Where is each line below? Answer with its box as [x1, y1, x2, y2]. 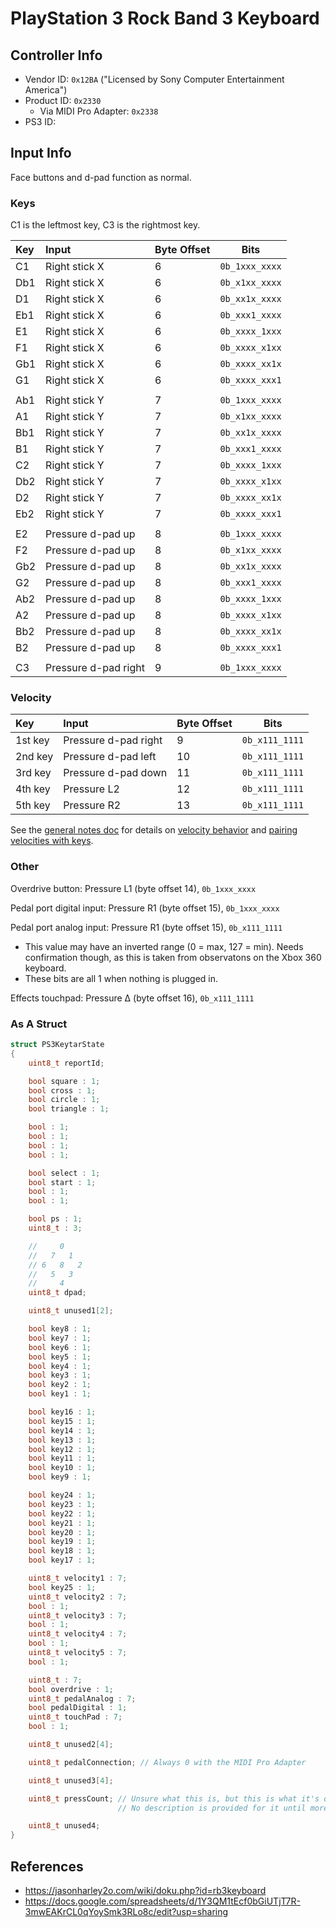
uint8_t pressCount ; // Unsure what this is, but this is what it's [28, 1793, 320, 1804]
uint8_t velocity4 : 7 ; [28, 1629, 128, 1639]
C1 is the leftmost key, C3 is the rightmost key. [10, 219, 201, 231]
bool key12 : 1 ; [28, 1444, 97, 1454]
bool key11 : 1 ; [28, 1453, 97, 1464]
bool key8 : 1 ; [28, 1324, 92, 1334]
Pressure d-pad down [63, 766, 168, 780]
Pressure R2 [63, 798, 122, 812]
